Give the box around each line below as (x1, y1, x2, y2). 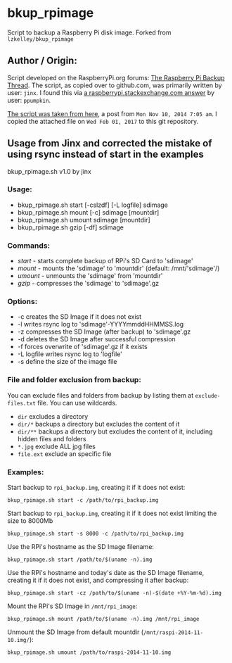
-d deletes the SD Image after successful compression (17, 335, 176, 343)
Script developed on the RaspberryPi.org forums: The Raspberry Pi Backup (7, 73, 225, 82)
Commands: (7, 241, 51, 251)
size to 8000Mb (7, 517, 53, 525)
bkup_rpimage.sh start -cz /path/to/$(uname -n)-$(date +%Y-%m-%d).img (7, 590, 221, 597)
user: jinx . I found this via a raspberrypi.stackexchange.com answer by (7, 88, 215, 96)
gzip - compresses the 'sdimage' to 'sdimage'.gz (17, 279, 160, 288)
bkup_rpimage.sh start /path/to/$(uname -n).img (7, 556, 153, 564)
